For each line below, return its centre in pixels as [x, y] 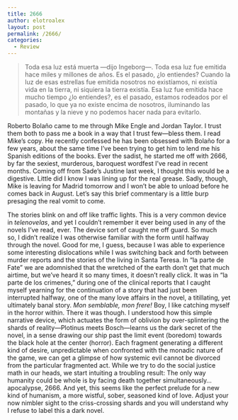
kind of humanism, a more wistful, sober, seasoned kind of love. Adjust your [118, 395]
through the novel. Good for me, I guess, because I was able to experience [116, 245]
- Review [27, 47]
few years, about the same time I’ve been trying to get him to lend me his [114, 148]
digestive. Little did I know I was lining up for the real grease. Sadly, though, [118, 178]
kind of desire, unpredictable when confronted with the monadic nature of [115, 350]
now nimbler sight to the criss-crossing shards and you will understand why [118, 403]
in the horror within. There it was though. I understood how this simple [110, 313]
